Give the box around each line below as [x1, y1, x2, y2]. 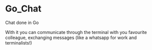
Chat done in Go [5, 19, 39, 25]
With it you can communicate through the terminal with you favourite [5, 29, 147, 35]
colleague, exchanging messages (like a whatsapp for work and [5, 34, 137, 40]
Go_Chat [5, 3, 42, 14]
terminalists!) [5, 39, 33, 45]
